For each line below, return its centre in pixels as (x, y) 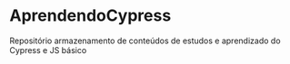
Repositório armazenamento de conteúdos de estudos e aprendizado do (145, 41)
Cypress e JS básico (48, 50)
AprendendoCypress (90, 16)
